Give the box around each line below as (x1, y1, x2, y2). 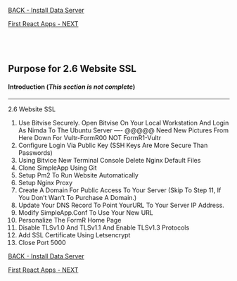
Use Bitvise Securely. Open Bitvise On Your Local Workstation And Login (18, 118, 229, 127)
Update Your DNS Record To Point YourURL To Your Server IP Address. (18, 201, 224, 209)
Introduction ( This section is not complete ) (8, 82, 136, 91)
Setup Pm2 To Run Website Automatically (18, 170, 139, 179)
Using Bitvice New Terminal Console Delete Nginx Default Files (18, 156, 201, 164)
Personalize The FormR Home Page (18, 216, 122, 224)
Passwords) (18, 148, 53, 157)
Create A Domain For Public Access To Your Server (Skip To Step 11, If (18, 186, 222, 194)
